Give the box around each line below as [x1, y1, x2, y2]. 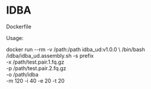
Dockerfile [6, 23, 31, 30]
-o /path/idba [6, 71, 38, 78]
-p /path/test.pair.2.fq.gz [6, 64, 66, 71]
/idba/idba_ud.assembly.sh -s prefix [6, 52, 94, 59]
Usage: [6, 34, 24, 41]
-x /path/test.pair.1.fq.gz [6, 58, 65, 65]
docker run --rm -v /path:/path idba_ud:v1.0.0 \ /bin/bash [6, 45, 145, 53]
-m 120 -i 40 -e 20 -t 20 [6, 77, 65, 84]
